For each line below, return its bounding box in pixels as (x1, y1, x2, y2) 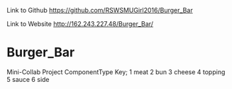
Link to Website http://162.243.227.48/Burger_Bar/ (6, 20, 154, 28)
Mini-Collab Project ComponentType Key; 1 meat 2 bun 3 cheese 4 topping (6, 67, 226, 76)
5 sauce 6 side (6, 75, 50, 83)
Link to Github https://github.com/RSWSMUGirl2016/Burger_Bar (6, 6, 193, 14)
